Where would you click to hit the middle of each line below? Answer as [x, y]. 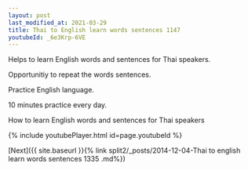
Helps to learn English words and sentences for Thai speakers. [109, 60]
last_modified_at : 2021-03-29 [58, 23]
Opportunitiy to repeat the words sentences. [80, 74]
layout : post [29, 15]
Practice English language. [51, 90]
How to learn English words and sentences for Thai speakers [107, 120]
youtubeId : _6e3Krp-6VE [47, 37]
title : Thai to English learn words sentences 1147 [94, 30]
